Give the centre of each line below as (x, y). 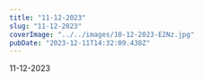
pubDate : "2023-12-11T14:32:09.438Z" (80, 43)
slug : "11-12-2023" (46, 26)
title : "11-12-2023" (48, 18)
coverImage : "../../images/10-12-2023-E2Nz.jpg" (102, 34)
